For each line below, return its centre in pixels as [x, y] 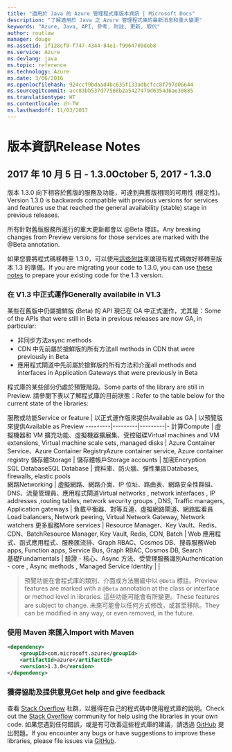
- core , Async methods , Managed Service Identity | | [84, 566]
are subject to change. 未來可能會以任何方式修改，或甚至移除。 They [122, 605]
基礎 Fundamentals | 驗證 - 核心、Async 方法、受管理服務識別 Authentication [115, 559]
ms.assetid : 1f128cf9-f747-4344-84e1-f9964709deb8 [82, 46]
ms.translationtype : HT [42, 98]
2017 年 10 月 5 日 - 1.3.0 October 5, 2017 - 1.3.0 [109, 174]
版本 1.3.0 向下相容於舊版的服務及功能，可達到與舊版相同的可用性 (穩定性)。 [116, 192]
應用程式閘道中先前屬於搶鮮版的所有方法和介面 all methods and [107, 365]
